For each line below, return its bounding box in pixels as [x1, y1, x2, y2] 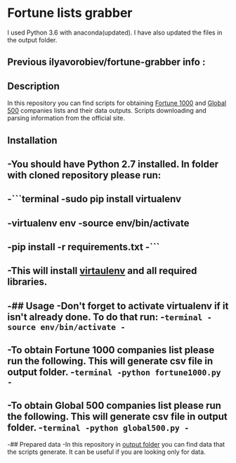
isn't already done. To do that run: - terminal [7, 311, 203, 323]
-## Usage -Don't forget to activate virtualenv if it [7, 300, 229, 311]
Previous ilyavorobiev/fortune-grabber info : [7, 56, 206, 68]
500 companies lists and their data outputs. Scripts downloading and [7, 106, 207, 115]
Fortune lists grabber [7, 5, 133, 21]
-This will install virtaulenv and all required [7, 265, 197, 277]
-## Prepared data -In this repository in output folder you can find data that [7, 440, 225, 449]
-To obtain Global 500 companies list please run [7, 400, 221, 412]
